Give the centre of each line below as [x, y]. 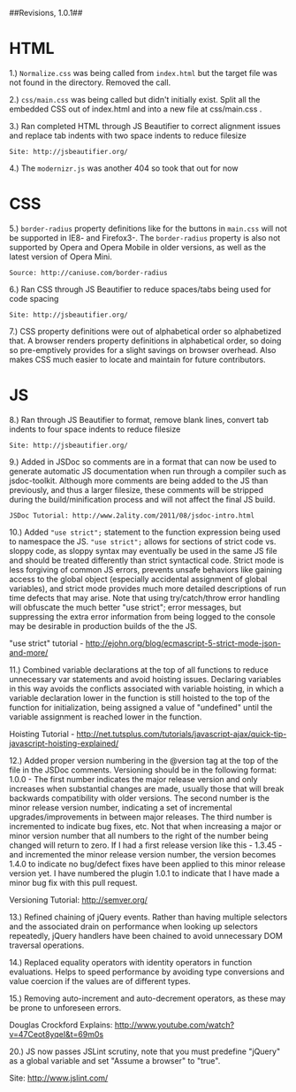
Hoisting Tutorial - [42, 734]
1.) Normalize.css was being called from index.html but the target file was [144, 73]
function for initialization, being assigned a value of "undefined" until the [141, 707]
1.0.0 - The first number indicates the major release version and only [133, 779]
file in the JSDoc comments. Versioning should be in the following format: [143, 770]
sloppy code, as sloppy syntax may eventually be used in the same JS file [143, 550]
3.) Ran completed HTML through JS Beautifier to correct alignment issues [145, 126]
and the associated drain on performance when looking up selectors [133, 926]
